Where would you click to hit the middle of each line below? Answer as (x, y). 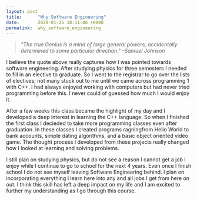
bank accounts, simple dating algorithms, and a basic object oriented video (97, 136)
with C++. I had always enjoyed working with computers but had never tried (98, 87)
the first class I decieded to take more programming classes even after (92, 123)
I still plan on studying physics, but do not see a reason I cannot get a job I (96, 160)
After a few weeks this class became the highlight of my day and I (86, 111)
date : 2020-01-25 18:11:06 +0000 (55, 22)
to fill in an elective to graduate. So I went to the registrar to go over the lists (98, 74)
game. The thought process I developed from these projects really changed (98, 142)
